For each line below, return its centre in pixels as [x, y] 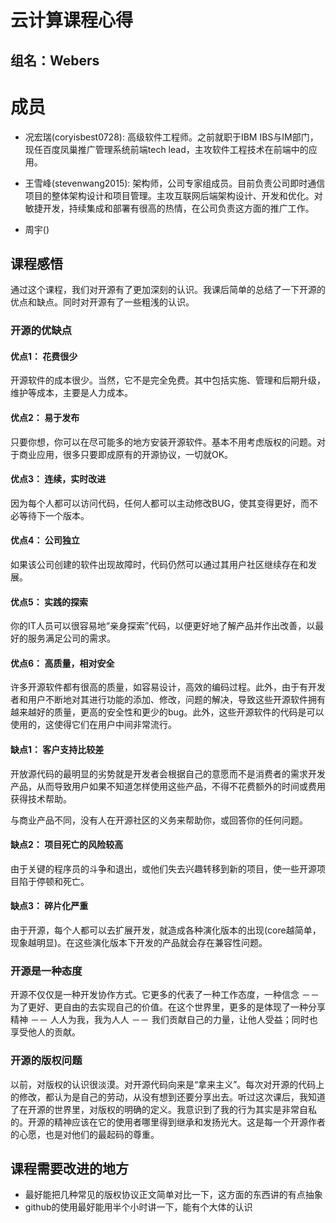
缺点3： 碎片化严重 [49, 906]
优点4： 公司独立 [45, 540]
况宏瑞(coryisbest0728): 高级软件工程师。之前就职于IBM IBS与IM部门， [171, 137]
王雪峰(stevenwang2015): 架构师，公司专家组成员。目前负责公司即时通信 [175, 183]
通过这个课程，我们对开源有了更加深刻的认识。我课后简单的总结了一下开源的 [168, 290]
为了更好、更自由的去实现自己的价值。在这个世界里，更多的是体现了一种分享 [168, 1007]
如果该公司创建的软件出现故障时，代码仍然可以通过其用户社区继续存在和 [159, 565]
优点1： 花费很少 [44, 356]
